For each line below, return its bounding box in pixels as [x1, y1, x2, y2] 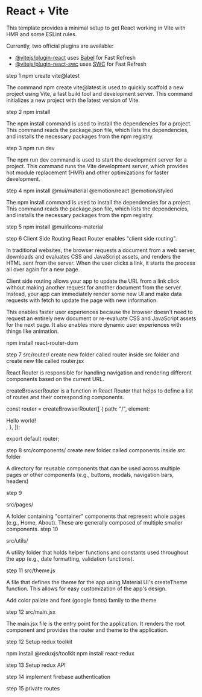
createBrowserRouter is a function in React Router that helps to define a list [6, 387, 194, 394]
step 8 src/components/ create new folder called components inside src [6, 446, 186, 453]
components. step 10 [6, 525, 58, 532]
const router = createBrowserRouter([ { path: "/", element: [6, 405, 150, 412]
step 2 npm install [6, 108, 51, 115]
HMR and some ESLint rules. [6, 30, 77, 37]
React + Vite [6, 4, 69, 18]
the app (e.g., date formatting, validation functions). [6, 555, 134, 562]
